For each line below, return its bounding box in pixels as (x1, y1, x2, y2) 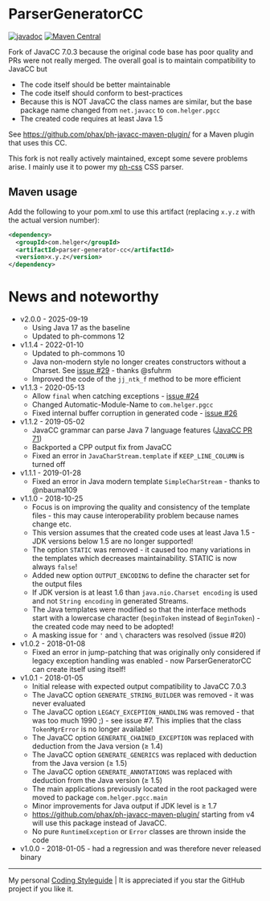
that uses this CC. (8, 137, 67, 147)
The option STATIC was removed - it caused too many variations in (31, 545, 251, 555)
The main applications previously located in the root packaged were (31, 784, 257, 794)
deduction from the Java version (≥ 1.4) (31, 741, 163, 752)
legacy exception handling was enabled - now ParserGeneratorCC (31, 656, 252, 666)
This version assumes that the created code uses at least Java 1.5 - (31, 528, 256, 538)
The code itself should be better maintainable (19, 80, 171, 89)
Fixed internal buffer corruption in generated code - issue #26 (31, 408, 238, 418)
